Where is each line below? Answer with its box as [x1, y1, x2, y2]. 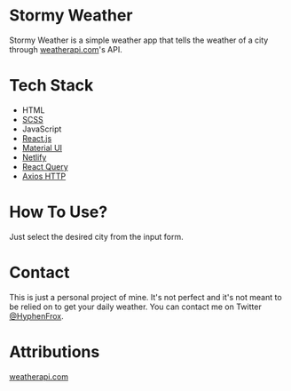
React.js [21, 132, 52, 143]
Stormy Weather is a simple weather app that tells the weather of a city [9, 35, 269, 45]
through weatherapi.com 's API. [9, 44, 122, 54]
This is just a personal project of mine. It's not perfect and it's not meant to [9, 291, 282, 302]
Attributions [9, 341, 100, 362]
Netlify [21, 152, 47, 163]
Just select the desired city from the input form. [9, 231, 184, 242]
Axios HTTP [21, 171, 67, 181]
